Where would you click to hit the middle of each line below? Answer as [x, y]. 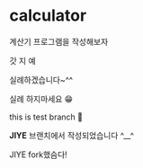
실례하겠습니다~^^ [41, 80]
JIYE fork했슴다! [38, 155]
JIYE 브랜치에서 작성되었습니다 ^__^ [72, 135]
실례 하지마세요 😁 [41, 99]
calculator [48, 16]
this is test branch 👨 [46, 117]
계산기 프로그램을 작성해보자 [59, 41]
